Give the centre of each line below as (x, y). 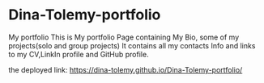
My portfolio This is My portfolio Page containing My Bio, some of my (124, 37)
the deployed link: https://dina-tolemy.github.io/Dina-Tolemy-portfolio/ (126, 69)
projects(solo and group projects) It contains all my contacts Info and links (132, 45)
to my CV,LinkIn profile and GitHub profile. (79, 54)
